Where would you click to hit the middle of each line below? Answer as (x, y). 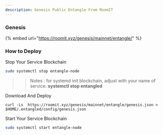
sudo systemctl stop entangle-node (42, 71)
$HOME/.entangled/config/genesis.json (46, 109)
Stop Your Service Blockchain (36, 62)
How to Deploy (23, 51)
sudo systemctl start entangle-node (43, 128)
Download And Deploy (28, 96)
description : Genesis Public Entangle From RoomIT (59, 10)
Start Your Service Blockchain (36, 118)
